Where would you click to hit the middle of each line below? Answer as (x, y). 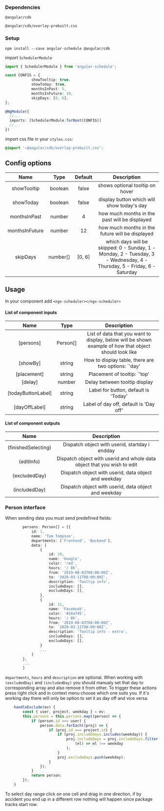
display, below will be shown (119, 340)
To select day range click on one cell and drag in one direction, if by (73, 794)
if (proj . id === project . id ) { (80, 730)
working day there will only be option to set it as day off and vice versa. (77, 698)
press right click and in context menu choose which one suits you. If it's (77, 693)
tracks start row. (21, 804)
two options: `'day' (119, 366)
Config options (28, 163)
